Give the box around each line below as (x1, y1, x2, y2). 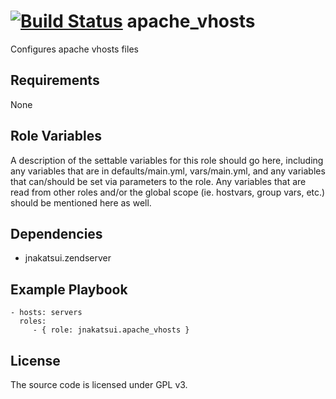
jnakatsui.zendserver (24, 252, 112, 264)
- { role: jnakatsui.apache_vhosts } (32, 325, 190, 335)
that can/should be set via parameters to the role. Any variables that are (10, 175, 307, 187)
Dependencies (10, 225, 103, 242)
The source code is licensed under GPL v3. (10, 379, 188, 390)
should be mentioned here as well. (10, 196, 152, 209)
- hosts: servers (10, 308, 83, 318)
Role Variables (10, 128, 102, 145)
